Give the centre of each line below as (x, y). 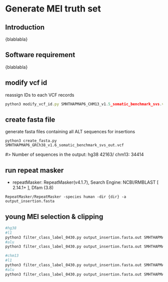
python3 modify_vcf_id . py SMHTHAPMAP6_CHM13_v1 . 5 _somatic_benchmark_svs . (84, 104)
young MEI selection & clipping (54, 217)
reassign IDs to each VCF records (40, 95)
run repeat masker (34, 170)
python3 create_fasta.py (31, 141)
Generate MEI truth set (53, 9)
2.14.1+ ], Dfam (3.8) (33, 188)
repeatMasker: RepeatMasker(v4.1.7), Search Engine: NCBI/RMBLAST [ (85, 182)
